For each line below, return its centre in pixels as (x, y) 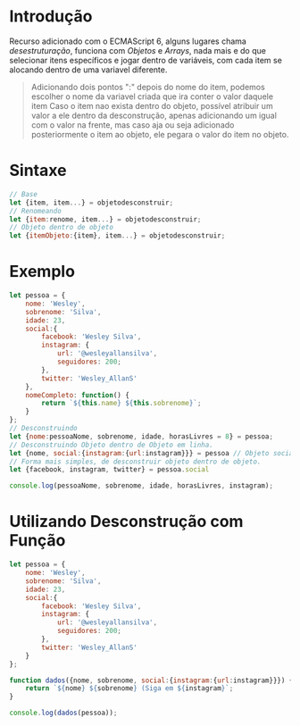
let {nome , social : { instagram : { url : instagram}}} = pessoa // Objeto (139, 453)
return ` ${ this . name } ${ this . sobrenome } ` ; (121, 404)
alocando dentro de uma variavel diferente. (88, 70)
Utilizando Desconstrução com (126, 522)
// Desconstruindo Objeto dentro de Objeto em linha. (112, 445)
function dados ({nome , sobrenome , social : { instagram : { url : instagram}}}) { (151, 680)
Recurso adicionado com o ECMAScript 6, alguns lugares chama (128, 41)
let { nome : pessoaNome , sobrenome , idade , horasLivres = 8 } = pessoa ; (142, 436)
